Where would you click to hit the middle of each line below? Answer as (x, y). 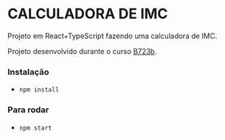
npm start (36, 128)
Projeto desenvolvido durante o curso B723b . (82, 51)
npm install (39, 90)
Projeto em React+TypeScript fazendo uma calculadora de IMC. (112, 36)
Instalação (28, 72)
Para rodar (28, 110)
